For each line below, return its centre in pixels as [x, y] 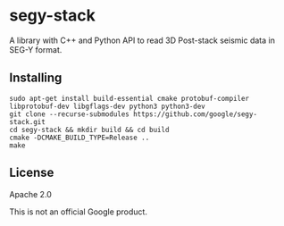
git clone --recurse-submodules [69, 114]
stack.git [28, 121]
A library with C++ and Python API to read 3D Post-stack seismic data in [142, 40]
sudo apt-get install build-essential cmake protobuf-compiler [129, 98]
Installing [36, 78]
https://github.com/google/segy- [195, 114]
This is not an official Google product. [78, 212]
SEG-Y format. [36, 49]
